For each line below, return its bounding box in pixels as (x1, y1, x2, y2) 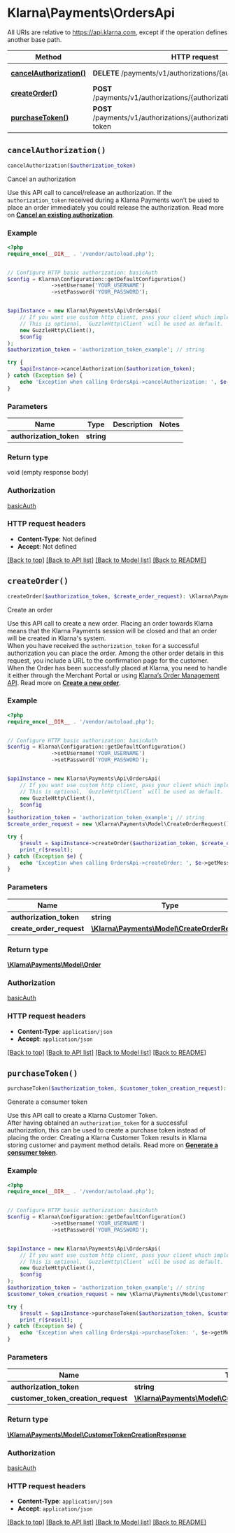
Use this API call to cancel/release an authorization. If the (7, 188, 173, 196)
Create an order (7, 605, 53, 614)
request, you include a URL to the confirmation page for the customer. (7, 656, 209, 665)
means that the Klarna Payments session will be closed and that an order (7, 626, 218, 635)
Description (113, 419, 153, 429)
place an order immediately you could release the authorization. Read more (7, 203, 224, 211)
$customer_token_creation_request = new (7, 1290, 127, 1297)
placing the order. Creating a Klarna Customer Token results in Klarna (7, 1134, 208, 1142)
